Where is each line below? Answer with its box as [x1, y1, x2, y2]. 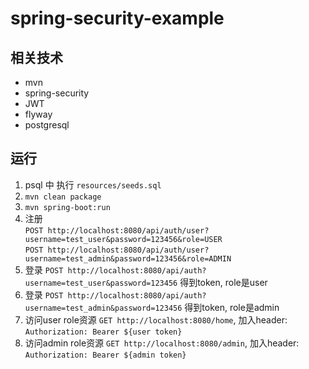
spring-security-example [10, 7, 225, 30]
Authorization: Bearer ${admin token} [24, 350, 187, 360]
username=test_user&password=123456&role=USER [24, 234, 223, 244]
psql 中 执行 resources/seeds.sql [24, 178, 162, 191]
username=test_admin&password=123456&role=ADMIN [24, 253, 232, 264]
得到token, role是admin [184, 301, 280, 313]
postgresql [24, 119, 70, 131]
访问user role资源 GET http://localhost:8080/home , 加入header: [24, 313, 288, 326]
